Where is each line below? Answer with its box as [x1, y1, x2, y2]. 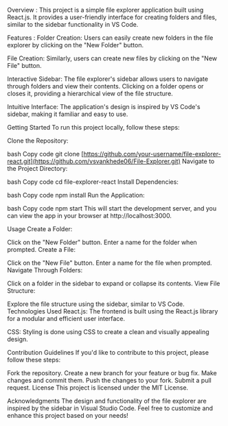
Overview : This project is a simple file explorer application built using [7, 6, 204, 14]
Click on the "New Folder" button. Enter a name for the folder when [7, 238, 197, 246]
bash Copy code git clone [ [7, 150, 84, 158]
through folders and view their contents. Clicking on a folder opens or [7, 82, 204, 90]
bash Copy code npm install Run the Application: [7, 191, 145, 199]
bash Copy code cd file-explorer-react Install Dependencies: [7, 178, 179, 186]
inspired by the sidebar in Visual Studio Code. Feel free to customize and [7, 404, 214, 412]
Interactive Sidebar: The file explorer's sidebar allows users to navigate [7, 75, 208, 83]
